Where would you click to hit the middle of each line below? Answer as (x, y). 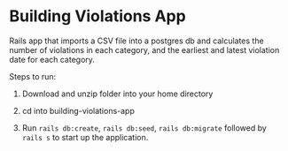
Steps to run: (33, 76)
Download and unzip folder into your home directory (117, 94)
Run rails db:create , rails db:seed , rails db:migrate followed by (144, 128)
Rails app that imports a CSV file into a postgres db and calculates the (136, 41)
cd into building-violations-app (78, 110)
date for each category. (52, 59)
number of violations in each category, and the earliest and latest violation (144, 49)
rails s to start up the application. (85, 137)
